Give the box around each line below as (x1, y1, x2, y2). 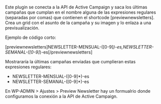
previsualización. (5, 25, 39, 31)
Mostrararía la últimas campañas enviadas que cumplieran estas (5, 59, 136, 64)
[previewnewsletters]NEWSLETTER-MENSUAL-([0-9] (5, 44, 114, 50)
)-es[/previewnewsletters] (39, 49, 93, 55)
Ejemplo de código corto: (5, 34, 57, 40)
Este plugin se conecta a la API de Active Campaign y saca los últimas (5, 4, 148, 10)
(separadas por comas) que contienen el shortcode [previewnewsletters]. (5, 15, 155, 20)
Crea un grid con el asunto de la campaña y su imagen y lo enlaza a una (5, 20, 152, 26)
